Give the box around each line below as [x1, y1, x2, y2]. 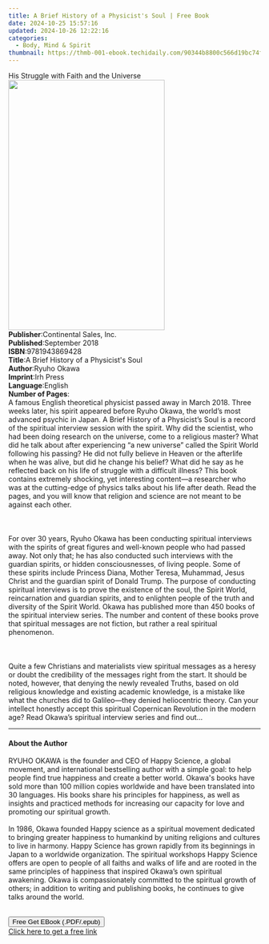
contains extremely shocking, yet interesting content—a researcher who [8, 474, 247, 484]
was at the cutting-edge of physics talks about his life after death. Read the [8, 483, 257, 492]
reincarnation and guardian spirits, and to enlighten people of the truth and [8, 593, 255, 603]
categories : [8, 34, 48, 42]
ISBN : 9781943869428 [8, 347, 82, 356]
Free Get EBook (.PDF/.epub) [12, 918, 101, 926]
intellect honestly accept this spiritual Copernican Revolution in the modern [8, 704, 256, 713]
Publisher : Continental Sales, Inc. [8, 330, 118, 339]
